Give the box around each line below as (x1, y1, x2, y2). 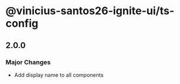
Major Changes (5, 58, 51, 66)
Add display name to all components (14, 71, 104, 78)
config (5, 17, 39, 30)
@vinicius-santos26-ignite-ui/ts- (5, 4, 175, 18)
